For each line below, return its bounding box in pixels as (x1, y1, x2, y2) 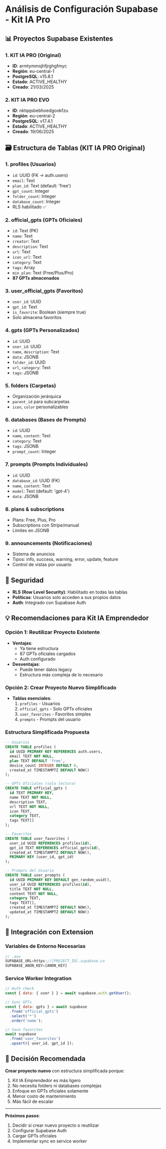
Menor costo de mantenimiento (12, 1093, 77, 1099)
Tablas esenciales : (12, 695, 52, 702)
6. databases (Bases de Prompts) (5, 416, 86, 423)
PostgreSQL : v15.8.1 (12, 73, 53, 79)
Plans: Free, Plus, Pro (12, 517, 56, 523)
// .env (5, 954, 21, 959)
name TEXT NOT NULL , (9, 795, 52, 800)
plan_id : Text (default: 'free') (12, 182, 71, 189)
